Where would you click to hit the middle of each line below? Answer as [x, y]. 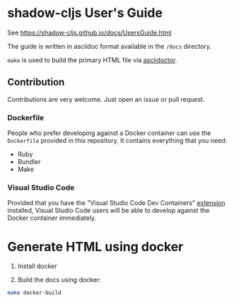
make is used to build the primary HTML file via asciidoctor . [92, 60]
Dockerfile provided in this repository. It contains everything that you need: [117, 141]
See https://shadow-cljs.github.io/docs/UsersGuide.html [89, 33]
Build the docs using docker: [59, 280]
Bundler [29, 162]
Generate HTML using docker [95, 246]
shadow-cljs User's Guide [85, 13]
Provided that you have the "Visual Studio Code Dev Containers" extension [116, 203]
